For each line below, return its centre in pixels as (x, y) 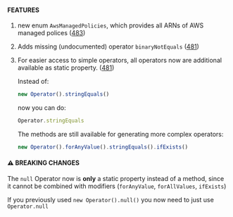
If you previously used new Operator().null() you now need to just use (111, 200)
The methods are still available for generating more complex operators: (120, 134)
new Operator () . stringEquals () (63, 94)
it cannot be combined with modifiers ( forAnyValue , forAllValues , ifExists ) (117, 186)
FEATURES (24, 10)
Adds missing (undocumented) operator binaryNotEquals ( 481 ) (108, 46)
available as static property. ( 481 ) (66, 68)
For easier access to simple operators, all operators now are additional (120, 61)
